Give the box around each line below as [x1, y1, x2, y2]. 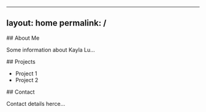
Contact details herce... [6, 100, 66, 107]
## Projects [6, 58, 36, 65]
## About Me [6, 34, 40, 42]
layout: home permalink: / [6, 18, 107, 28]
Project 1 [15, 70, 37, 77]
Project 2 [15, 76, 39, 83]
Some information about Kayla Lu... [6, 46, 95, 53]
